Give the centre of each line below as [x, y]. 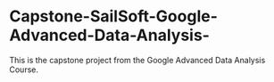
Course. [24, 70]
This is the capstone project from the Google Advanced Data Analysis [137, 60]
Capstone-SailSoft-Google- [114, 16]
